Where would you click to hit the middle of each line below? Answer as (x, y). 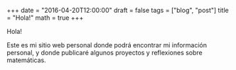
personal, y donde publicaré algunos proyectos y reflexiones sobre (105, 53)
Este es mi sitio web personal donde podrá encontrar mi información (107, 45)
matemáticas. (27, 60)
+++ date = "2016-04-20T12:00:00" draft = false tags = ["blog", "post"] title (118, 10)
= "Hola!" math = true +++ (45, 18)
